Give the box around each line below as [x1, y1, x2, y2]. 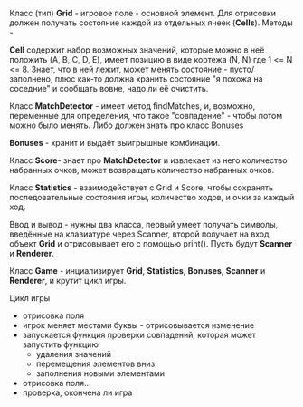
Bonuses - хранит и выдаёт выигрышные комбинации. [9, 138, 221, 148]
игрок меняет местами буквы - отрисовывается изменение [22, 320, 255, 330]
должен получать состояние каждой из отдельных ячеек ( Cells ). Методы [9, 17, 293, 28]
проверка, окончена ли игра [22, 387, 133, 398]
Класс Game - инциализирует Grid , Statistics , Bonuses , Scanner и [9, 266, 266, 276]
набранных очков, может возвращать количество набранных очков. [9, 165, 275, 175]
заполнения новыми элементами [35, 368, 166, 379]
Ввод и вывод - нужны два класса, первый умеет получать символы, [9, 219, 279, 229]
